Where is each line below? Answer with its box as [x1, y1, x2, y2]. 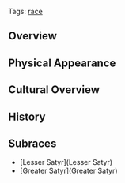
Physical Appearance [8, 56, 116, 69]
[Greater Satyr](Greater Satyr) [19, 166, 118, 176]
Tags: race [8, 7, 44, 16]
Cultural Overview [8, 83, 100, 97]
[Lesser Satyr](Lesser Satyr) [19, 158, 113, 167]
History [8, 110, 46, 123]
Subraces [8, 136, 57, 150]
